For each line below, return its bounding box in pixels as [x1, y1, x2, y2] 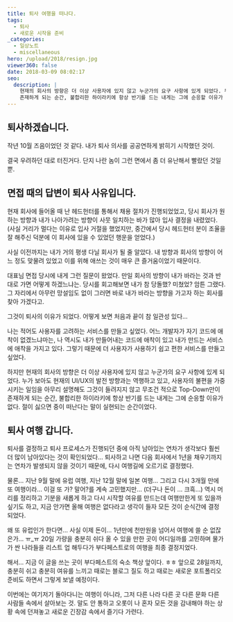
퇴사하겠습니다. [7, 122, 69, 133]
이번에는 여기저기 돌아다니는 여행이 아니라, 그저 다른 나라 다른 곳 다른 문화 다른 [7, 590, 220, 598]
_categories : [7, 36, 45, 43]
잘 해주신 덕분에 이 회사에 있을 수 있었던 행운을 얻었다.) [7, 233, 155, 241]
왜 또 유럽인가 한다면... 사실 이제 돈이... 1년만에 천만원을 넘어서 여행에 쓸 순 [7, 526, 209, 534]
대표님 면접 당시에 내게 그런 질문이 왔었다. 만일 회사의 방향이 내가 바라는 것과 [7, 271, 214, 279]
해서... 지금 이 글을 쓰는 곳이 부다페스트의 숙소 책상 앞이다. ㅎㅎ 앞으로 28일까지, [7, 558, 223, 566]
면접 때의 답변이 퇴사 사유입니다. [7, 187, 137, 199]
